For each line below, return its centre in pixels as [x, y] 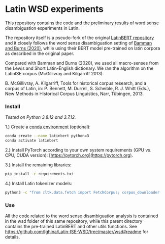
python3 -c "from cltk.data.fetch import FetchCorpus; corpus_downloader [82, 192]
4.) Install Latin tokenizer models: [39, 183]
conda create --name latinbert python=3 [47, 136]
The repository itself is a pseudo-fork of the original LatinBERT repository [80, 38]
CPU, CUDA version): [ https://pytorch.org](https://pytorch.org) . [69, 155]
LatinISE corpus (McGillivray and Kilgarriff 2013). [54, 73]
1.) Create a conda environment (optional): [48, 127]
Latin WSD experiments [54, 9]
